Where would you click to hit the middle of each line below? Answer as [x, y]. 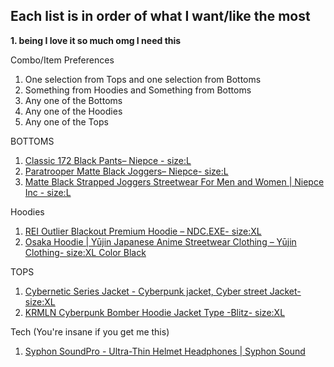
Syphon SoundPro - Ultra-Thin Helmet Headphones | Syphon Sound [165, 351]
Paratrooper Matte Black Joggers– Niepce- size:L [126, 171]
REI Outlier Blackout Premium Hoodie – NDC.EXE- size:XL [143, 231]
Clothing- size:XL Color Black [85, 252]
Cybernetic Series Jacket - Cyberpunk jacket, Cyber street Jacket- [163, 291]
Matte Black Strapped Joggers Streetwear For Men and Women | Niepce [174, 181]
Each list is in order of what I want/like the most [160, 16]
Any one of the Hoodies [73, 111]
